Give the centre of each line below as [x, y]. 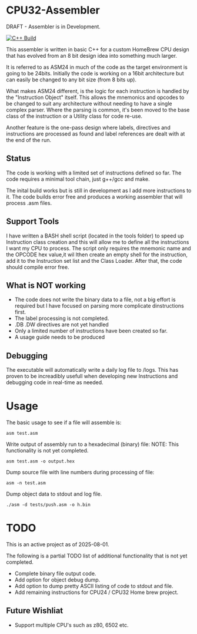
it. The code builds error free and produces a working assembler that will [94, 197]
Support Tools [33, 222]
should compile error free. [38, 267]
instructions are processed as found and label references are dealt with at [96, 134]
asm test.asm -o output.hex [41, 461]
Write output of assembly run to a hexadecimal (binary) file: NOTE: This [93, 444]
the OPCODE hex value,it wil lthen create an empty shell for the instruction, [97, 255]
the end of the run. [29, 140]
